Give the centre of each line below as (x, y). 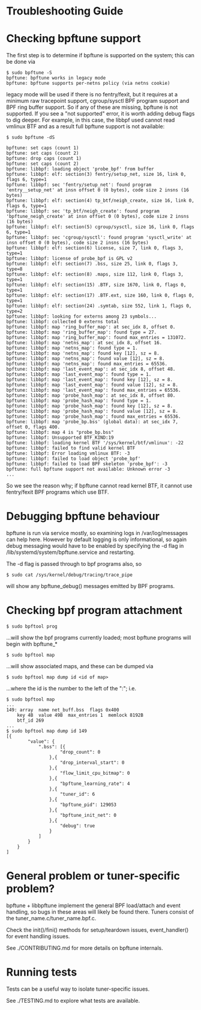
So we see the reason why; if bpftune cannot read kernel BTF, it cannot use (99, 486)
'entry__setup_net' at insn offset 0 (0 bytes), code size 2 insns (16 (97, 190)
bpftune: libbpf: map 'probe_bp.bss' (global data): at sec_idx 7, (92, 422)
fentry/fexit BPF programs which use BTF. (58, 492)
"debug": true (77, 826)
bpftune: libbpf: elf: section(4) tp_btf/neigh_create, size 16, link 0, (100, 201)
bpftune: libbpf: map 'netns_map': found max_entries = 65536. (87, 364)
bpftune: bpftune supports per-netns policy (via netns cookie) (88, 83)
